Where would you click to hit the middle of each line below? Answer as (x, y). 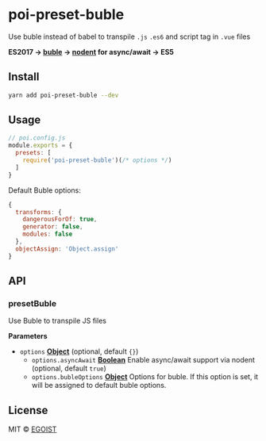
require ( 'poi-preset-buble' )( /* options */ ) (97, 160)
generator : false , (53, 227)
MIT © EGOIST (33, 429)
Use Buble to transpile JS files (58, 321)
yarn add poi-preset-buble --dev (64, 95)
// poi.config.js (37, 138)
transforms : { (39, 212)
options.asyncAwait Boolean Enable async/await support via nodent (143, 360)
